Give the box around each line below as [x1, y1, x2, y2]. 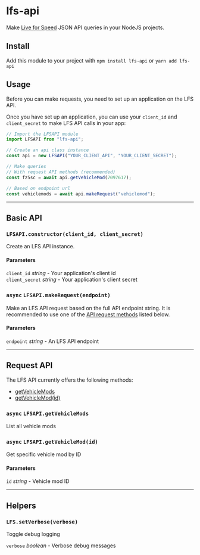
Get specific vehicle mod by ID [6, 451, 82, 458]
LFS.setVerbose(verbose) [6, 518, 79, 525]
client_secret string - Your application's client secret [6, 276, 138, 283]
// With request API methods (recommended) [6, 169, 116, 175]
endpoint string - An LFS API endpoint [6, 338, 99, 345]
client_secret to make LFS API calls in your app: [6, 119, 126, 126]
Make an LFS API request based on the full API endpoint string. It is [6, 304, 171, 311]
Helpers [6, 500, 36, 510]
